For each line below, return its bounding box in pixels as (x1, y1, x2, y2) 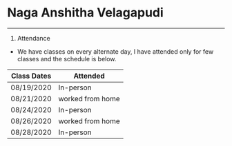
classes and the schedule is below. (17, 54, 117, 63)
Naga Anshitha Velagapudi (7, 5, 164, 21)
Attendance (17, 34, 50, 42)
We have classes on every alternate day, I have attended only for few (17, 47, 214, 56)
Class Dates (10, 71, 52, 81)
